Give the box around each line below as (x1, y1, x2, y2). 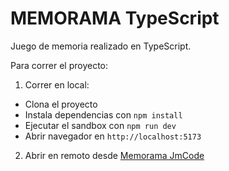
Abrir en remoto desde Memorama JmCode (24, 149, 205, 161)
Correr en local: (24, 78, 90, 91)
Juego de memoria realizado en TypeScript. (10, 40, 192, 52)
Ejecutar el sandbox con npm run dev (24, 119, 177, 131)
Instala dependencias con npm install (24, 108, 183, 121)
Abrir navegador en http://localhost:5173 (24, 130, 202, 142)
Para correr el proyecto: (10, 59, 109, 71)
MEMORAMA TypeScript (10, 7, 220, 30)
